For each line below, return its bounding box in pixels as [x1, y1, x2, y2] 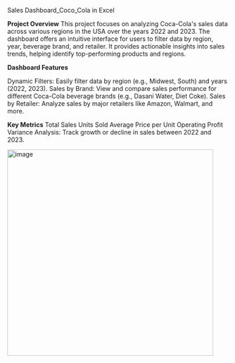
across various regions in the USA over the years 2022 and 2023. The [7, 27, 210, 35]
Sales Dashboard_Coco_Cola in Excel [7, 6, 115, 14]
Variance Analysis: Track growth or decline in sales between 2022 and [7, 128, 212, 136]
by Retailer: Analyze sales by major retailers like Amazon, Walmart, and [7, 99, 213, 108]
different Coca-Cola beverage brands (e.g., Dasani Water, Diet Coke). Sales [7, 92, 226, 100]
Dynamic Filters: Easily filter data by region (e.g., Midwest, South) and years [7, 77, 227, 85]
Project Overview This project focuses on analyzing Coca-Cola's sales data [7, 20, 229, 27]
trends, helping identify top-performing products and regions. [7, 49, 186, 58]
